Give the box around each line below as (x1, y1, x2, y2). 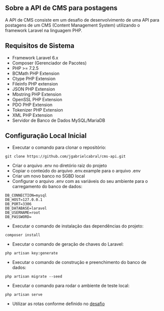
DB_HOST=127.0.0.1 (5, 198, 43, 202)
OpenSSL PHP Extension (12, 96, 63, 102)
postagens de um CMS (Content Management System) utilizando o (5, 22, 141, 28)
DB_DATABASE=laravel (5, 206, 47, 211)
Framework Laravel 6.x (12, 55, 59, 60)
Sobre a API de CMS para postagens (5, 4, 117, 12)
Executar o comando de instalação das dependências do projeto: (12, 223, 143, 229)
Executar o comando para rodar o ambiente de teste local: (12, 283, 130, 289)
